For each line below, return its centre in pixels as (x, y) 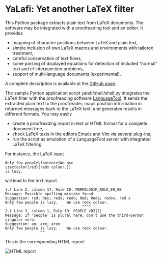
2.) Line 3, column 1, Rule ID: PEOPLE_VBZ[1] (54, 211)
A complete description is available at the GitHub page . (61, 83)
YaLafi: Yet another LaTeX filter (70, 9)
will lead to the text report (31, 180)
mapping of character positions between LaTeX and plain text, (75, 42)
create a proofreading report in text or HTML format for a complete (80, 123)
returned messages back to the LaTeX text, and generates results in (74, 109)
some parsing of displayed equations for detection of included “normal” (85, 63)
